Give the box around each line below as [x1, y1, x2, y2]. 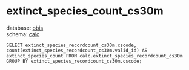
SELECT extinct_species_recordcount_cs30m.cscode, [6, 42, 137, 48]
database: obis [6, 24, 44, 31]
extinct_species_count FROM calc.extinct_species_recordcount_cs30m [6, 52, 183, 59]
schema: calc [6, 30, 40, 37]
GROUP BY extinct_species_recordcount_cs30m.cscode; [6, 58, 142, 64]
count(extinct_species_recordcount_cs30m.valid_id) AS [6, 47, 148, 54]
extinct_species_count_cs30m [6, 4, 164, 18]
